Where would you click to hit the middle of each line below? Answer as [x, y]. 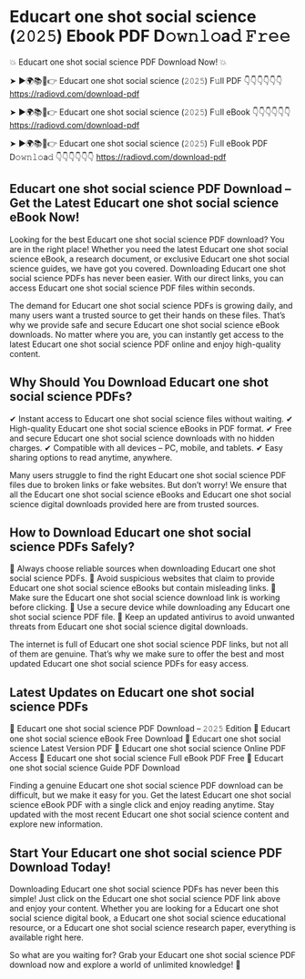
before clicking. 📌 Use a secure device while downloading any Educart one [150, 607]
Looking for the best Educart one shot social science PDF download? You [147, 240]
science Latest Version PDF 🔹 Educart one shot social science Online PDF [148, 749]
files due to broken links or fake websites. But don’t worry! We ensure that [148, 484]
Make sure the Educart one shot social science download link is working [145, 597]
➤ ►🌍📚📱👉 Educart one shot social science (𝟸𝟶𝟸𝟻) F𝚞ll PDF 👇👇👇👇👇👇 [146, 80]
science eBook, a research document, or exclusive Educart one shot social [149, 259]
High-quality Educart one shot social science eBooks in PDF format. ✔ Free [151, 428]
